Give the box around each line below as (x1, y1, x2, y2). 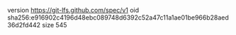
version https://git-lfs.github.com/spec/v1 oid (7, 6, 140, 14)
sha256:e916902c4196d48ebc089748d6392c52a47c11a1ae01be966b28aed (7, 13, 229, 22)
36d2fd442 (7, 21, 41, 29)
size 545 (42, 21, 67, 29)
